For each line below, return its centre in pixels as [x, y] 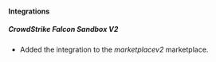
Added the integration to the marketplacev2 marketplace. [114, 49]
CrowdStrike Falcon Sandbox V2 [63, 29]
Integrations [29, 11]
